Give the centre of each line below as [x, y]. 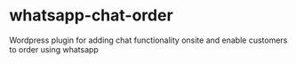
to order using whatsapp [54, 49]
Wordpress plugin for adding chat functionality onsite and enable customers [148, 40]
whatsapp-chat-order [91, 16]
